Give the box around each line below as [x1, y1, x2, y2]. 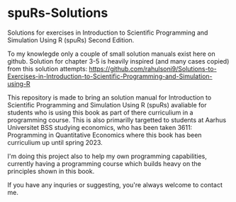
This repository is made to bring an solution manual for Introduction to [7, 93, 212, 102]
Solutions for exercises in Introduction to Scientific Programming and [7, 28, 208, 37]
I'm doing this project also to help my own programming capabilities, [7, 152, 208, 160]
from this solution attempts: [7, 64, 88, 73]
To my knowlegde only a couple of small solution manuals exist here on [7, 49, 216, 58]
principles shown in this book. [7, 167, 95, 175]
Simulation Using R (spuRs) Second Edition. [7, 35, 135, 44]
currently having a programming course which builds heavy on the [7, 159, 202, 167]
